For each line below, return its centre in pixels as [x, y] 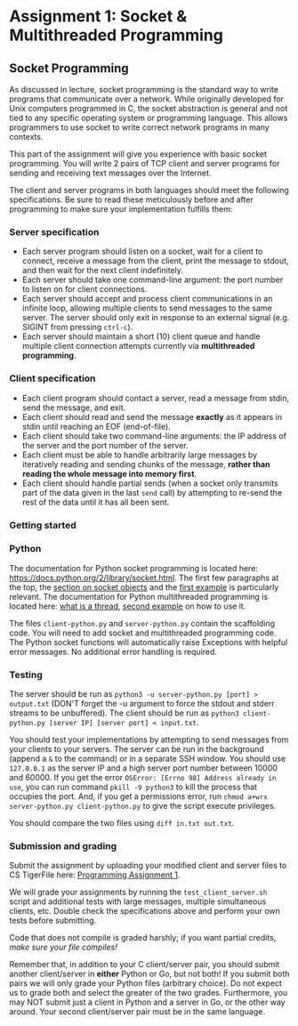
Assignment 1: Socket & [98, 16]
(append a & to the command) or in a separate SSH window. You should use [148, 759]
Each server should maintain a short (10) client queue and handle [141, 336]
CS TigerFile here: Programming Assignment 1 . [95, 875]
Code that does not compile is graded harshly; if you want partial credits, [143, 938]
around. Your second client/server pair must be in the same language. [137, 1012]
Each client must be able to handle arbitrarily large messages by [140, 455]
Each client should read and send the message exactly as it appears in [152, 416]
